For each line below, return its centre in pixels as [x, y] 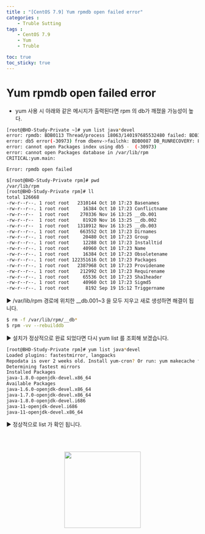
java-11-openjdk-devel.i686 [42, 406]
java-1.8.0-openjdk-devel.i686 [46, 401]
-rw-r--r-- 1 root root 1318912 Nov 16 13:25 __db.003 [81, 226]
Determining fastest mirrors [43, 367]
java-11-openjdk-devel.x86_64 [45, 412]
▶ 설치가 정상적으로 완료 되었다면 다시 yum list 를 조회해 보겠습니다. [88, 338]
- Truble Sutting [39, 23]
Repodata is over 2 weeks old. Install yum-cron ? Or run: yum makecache [101, 361]
